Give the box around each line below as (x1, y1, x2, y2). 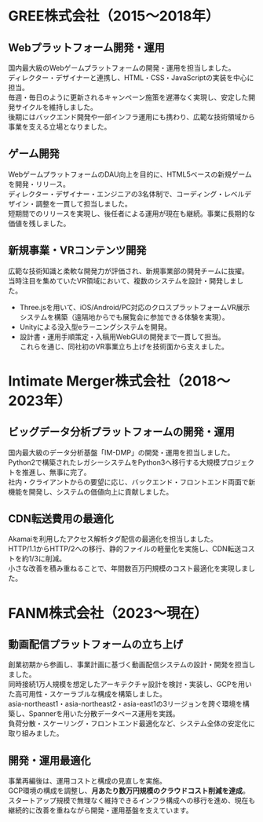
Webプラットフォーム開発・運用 (8, 41, 165, 54)
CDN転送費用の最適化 (8, 512, 114, 526)
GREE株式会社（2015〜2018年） (8, 7, 220, 25)
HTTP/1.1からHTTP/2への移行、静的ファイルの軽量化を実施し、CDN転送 (8, 544, 242, 553)
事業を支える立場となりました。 (8, 122, 111, 131)
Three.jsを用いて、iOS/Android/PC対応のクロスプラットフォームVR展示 (19, 302, 250, 312)
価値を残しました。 (8, 218, 71, 228)
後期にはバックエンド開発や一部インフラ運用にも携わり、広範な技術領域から (8, 112, 256, 122)
